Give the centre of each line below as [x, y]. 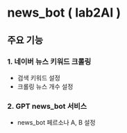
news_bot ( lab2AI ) [64, 13]
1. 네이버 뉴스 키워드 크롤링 [49, 62]
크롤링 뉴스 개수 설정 [45, 86]
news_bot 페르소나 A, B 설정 [56, 123]
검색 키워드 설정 [39, 78]
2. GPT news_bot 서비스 [47, 106]
